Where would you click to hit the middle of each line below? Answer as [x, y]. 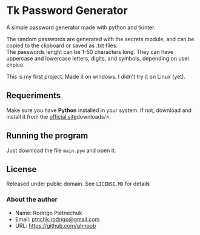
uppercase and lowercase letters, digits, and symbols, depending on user [98, 58]
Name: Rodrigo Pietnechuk [48, 213]
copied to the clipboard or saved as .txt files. [62, 45]
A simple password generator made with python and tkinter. [81, 27]
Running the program [47, 136]
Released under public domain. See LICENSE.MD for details [78, 184]
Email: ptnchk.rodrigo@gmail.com [57, 219]
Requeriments [34, 95]
